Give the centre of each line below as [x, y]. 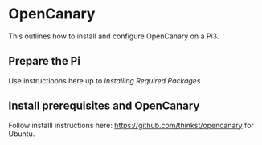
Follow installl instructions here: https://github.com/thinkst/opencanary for [131, 125]
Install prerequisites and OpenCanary [104, 106]
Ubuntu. [22, 134]
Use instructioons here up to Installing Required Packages [104, 80]
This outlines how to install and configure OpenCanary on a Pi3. [114, 36]
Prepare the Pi [44, 61]
